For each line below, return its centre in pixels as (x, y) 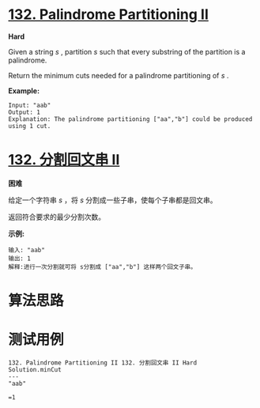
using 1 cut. (30, 126)
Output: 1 (24, 112)
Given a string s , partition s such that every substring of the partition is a (127, 51)
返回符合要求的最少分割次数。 (57, 217)
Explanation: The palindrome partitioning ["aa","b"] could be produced (130, 119)
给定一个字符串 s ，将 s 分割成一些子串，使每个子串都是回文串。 (113, 200)
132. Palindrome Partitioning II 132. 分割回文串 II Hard (103, 363)
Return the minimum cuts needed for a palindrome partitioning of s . (119, 75)
